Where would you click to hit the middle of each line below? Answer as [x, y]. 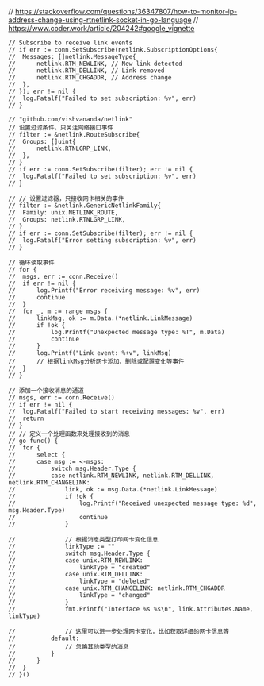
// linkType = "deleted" [79, 581]
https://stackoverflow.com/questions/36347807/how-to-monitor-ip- [126, 12]
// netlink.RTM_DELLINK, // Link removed [86, 71]
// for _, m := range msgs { [58, 311]
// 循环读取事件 [31, 263]
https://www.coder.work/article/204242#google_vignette [101, 28]
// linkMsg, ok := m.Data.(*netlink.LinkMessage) [101, 318]
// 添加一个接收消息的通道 [46, 391]
